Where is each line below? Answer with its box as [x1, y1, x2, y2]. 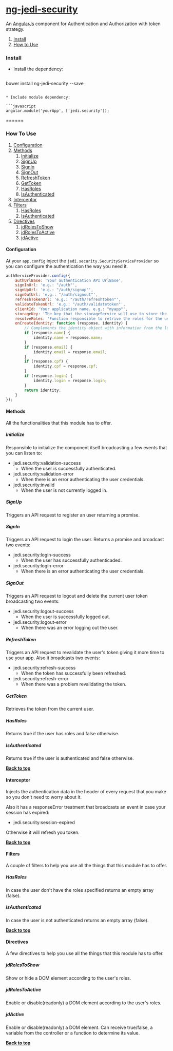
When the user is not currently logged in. [21, 487, 108, 493]
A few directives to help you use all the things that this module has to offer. [6, 950, 164, 956]
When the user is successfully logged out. [21, 614, 110, 620]
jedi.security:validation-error [13, 471, 74, 477]
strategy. [6, 26, 25, 32]
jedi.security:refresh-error [13, 676, 69, 682]
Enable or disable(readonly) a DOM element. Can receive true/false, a [6, 1024, 153, 1030]
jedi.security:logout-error [13, 619, 67, 625]
